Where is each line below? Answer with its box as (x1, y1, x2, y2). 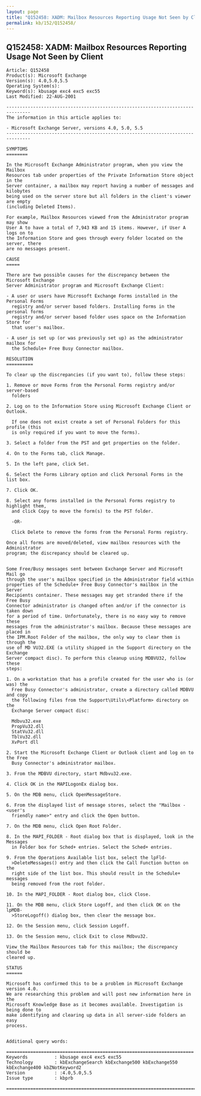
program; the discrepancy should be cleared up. (6, 550, 130, 557)
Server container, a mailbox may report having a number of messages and (6, 183, 194, 189)
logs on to (6, 230, 33, 236)
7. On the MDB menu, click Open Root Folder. (6, 823, 121, 830)
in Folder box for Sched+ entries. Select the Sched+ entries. (11, 844, 172, 851)
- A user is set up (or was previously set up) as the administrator (6, 335, 184, 341)
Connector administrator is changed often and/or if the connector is (6, 603, 186, 609)
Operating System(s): (6, 83, 60, 89)
